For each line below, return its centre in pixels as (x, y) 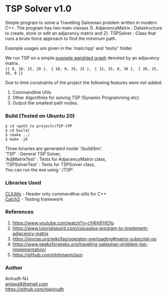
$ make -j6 (16, 139)
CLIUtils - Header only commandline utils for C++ (56, 193)
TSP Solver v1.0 (38, 9)
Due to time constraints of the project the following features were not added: (84, 82)
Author (14, 267)
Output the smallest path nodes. (45, 102)
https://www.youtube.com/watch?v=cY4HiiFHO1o (63, 222)
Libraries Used (23, 183)
